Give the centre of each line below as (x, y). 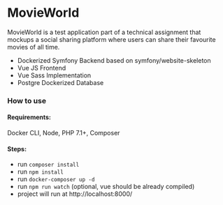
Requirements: (29, 117)
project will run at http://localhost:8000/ (75, 194)
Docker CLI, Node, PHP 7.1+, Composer (64, 133)
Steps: (17, 149)
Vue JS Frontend (42, 68)
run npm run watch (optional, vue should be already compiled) (106, 187)
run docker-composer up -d (56, 179)
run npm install (41, 172)
